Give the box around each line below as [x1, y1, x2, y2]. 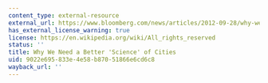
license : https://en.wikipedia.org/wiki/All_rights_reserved [8, 33, 216, 42]
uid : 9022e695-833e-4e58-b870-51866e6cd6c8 [8, 56, 156, 64]
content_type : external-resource [8, 11, 120, 20]
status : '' [8, 41, 45, 49]
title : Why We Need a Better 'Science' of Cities [8, 48, 177, 56]
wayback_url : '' [8, 63, 62, 71]
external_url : [8, 19, 56, 27]
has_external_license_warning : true [8, 26, 130, 34]
